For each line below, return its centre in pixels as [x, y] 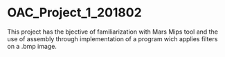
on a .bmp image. [32, 46]
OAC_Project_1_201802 [74, 13]
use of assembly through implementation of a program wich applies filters [112, 38]
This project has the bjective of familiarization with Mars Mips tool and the [112, 32]
